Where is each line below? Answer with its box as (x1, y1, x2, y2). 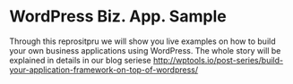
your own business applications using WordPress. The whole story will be (9, 45, 281, 55)
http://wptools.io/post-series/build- (152, 55, 284, 65)
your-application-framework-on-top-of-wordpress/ (9, 64, 199, 75)
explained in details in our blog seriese (9, 55, 152, 65)
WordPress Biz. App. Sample (9, 6, 227, 27)
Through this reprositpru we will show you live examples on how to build (9, 36, 276, 46)
